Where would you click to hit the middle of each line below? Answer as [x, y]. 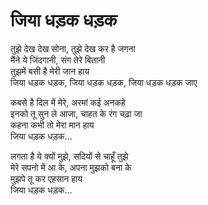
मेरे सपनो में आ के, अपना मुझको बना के [71, 167]
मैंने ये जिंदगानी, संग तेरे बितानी [58, 60]
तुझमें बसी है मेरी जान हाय [50, 71]
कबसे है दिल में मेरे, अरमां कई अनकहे [68, 102]
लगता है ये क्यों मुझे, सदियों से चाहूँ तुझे [69, 156]
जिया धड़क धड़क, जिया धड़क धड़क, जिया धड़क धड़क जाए [104, 82]
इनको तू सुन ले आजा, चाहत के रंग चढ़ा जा [76, 113]
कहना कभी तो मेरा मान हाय [52, 125]
